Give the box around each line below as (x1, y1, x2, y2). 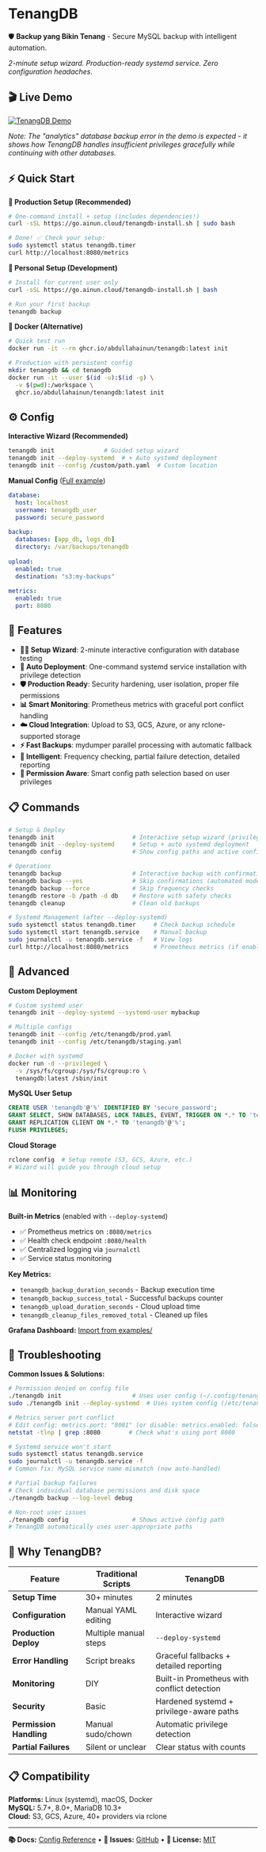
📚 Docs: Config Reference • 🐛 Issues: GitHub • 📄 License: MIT (8, 1835, 216, 1844)
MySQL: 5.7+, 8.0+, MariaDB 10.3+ (8, 1803, 123, 1812)
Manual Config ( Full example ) (8, 476, 106, 485)
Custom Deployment (8, 986, 78, 996)
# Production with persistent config (8, 359, 133, 367)
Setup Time (12, 1592, 57, 1603)
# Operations (8, 863, 51, 870)
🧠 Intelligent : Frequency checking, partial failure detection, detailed (19, 751, 240, 761)
